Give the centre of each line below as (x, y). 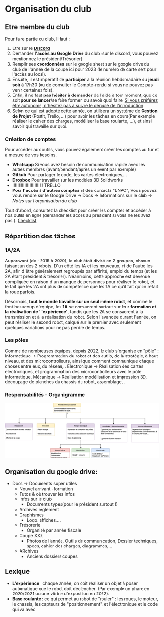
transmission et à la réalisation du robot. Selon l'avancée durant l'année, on (81, 317)
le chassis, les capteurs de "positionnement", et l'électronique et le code (85, 604)
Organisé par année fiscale (54, 530)
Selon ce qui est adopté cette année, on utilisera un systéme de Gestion (85, 111)
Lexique (18, 571)
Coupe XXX (31, 535)
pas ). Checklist (21, 221)
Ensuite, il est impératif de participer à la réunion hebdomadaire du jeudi (85, 80)
